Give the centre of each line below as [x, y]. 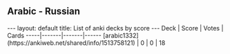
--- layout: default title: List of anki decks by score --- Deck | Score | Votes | [115, 28]
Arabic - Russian [44, 11]
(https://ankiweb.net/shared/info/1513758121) [71, 43]
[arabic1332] [121, 35]
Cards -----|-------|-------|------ [54, 35]
